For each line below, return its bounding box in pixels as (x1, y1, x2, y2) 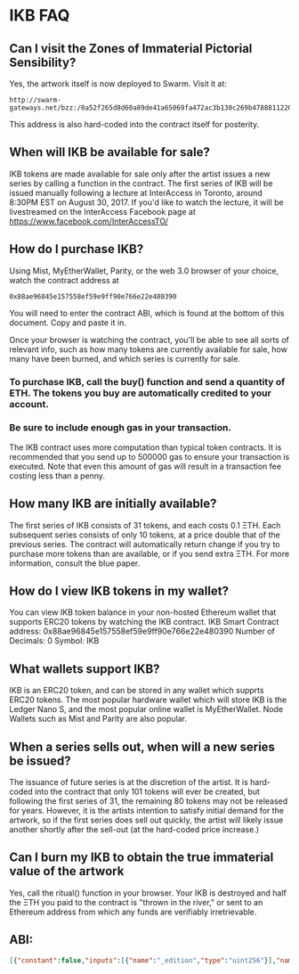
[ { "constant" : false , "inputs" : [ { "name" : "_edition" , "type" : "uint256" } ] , (9, 955, 277, 965)
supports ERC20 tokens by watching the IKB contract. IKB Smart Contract (9, 617, 279, 627)
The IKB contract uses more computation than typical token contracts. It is (9, 442, 282, 453)
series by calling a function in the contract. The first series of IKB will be (9, 177, 273, 188)
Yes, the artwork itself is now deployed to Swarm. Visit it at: (9, 78, 227, 89)
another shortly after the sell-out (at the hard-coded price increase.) (9, 824, 260, 835)
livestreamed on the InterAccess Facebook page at (9, 206, 196, 217)
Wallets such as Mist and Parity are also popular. (9, 714, 188, 724)
